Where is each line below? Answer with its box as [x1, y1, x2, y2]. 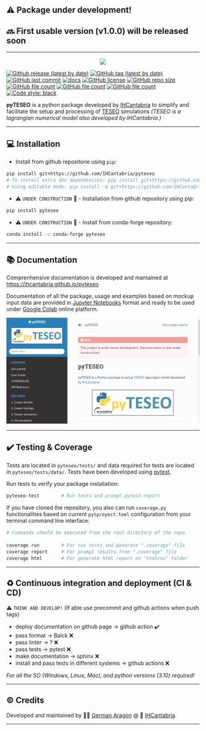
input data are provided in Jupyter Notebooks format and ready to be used [6, 299, 195, 307]
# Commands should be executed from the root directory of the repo [6, 530, 185, 536]
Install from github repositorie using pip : [15, 158, 116, 165]
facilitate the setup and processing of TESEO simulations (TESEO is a [6, 107, 181, 115]
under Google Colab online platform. [6, 305, 99, 313]
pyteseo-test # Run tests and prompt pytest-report [6, 493, 161, 499]
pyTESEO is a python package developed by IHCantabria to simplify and [6, 101, 189, 109]
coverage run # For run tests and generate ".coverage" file [6, 542, 185, 549]
